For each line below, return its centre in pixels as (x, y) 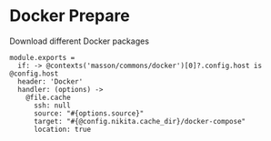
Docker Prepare (70, 16)
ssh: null (52, 106)
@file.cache (48, 97)
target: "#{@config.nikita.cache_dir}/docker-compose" (140, 121)
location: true (62, 129)
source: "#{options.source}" (89, 113)
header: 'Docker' (50, 81)
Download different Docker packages (80, 41)
